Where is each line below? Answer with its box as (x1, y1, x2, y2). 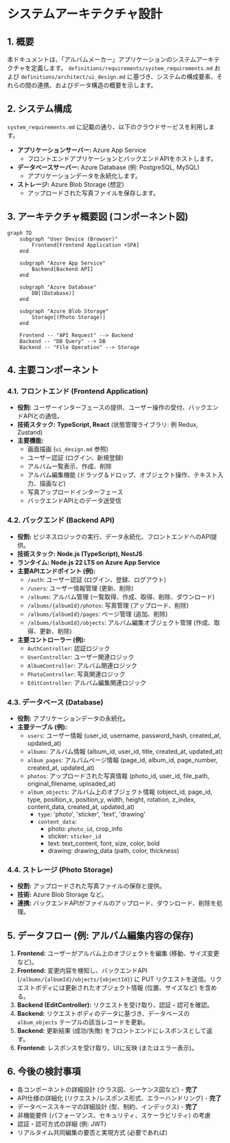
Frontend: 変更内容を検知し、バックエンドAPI (16, 966, 148, 975)
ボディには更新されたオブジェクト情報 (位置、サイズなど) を (35, 984, 205, 992)
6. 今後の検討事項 (7, 1066, 81, 1078)
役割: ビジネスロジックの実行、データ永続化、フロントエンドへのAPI (16, 532, 211, 540)
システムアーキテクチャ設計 (7, 6, 163, 22)
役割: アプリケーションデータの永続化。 (16, 714, 130, 722)
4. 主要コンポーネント (7, 364, 100, 376)
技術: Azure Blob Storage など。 (16, 891, 108, 899)
